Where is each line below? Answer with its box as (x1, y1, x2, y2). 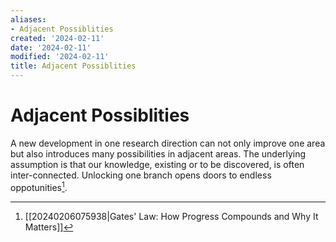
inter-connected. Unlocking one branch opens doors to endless (10, 169, 272, 181)
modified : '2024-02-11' (10, 52, 110, 62)
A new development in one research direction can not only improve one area (10, 137, 326, 149)
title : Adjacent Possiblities (10, 61, 137, 71)
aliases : (10, 14, 47, 25)
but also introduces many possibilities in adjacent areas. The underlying (10, 147, 307, 160)
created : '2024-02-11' (10, 33, 105, 43)
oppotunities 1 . (10, 179, 68, 193)
